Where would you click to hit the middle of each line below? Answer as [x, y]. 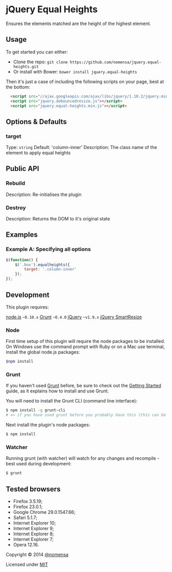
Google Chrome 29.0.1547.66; [44, 512]
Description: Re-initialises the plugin [44, 194]
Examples [22, 235]
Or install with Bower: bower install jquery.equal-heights [75, 71]
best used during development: [39, 464]
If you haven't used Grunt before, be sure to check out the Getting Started [83, 386]
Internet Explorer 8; [33, 534]
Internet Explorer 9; [33, 528]
